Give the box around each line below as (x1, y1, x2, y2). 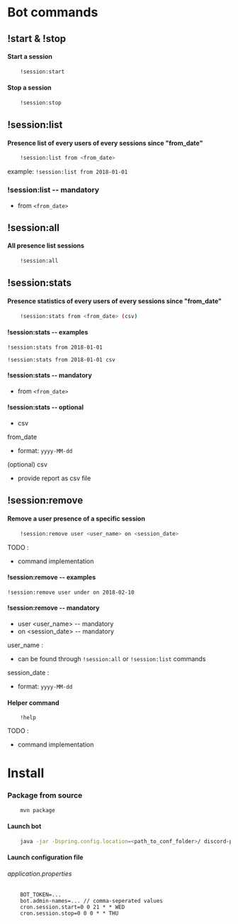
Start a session (7, 53, 53, 61)
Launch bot (7, 822, 42, 831)
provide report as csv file (17, 474, 91, 483)
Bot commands (7, 4, 98, 21)
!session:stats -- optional (7, 403, 84, 412)
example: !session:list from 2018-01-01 (7, 168, 128, 176)
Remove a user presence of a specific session (7, 514, 145, 523)
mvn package (20, 807, 55, 814)
